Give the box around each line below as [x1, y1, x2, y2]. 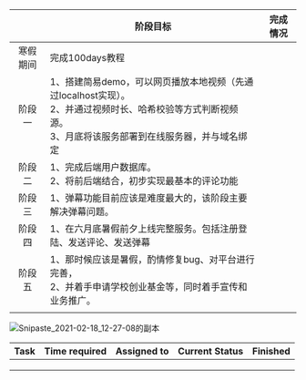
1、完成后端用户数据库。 [49, 161, 157, 173]
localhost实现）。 [58, 89, 130, 101]
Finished [251, 345, 291, 357]
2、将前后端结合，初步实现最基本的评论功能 [49, 175, 239, 187]
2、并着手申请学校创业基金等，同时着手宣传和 [49, 281, 248, 293]
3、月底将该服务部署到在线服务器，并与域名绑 [49, 130, 248, 142]
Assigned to [115, 345, 169, 357]
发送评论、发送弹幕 [67, 236, 151, 249]
